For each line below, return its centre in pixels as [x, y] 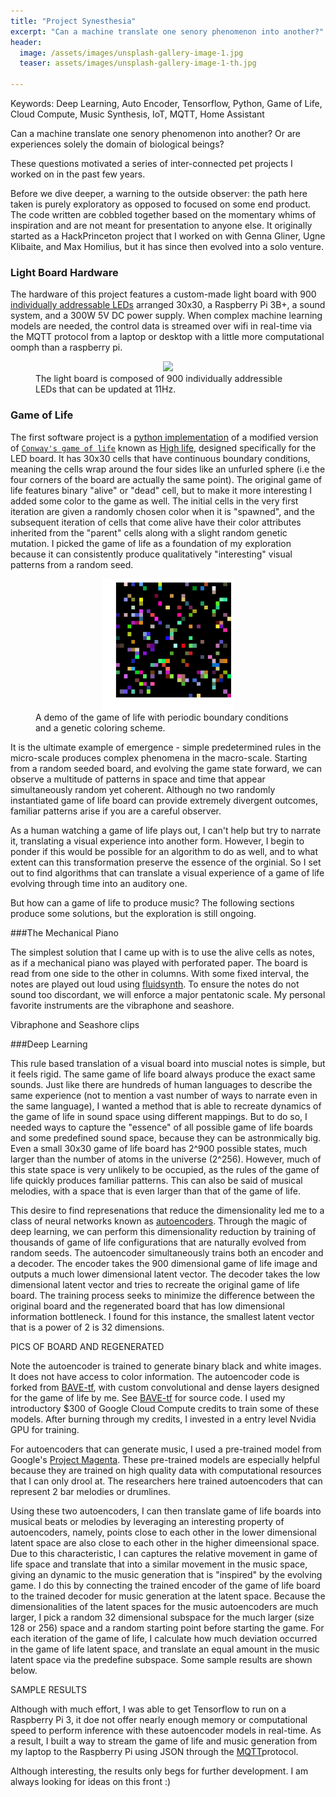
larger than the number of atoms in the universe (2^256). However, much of [166, 1159]
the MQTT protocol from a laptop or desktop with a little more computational [167, 337]
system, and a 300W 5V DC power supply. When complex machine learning [166, 316]
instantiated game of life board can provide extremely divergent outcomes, [164, 800]
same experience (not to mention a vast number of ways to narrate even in [164, 1095]
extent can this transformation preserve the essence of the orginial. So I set [166, 862]
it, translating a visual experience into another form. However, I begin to [157, 841]
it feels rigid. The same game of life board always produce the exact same [163, 1074]
